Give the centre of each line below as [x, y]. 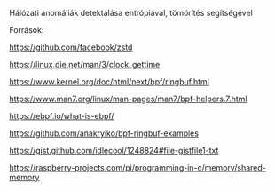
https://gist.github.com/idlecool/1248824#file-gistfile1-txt [114, 151]
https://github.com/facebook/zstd [71, 47]
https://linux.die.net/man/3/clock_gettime [85, 64]
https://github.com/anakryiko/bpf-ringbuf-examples [104, 133]
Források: [27, 30]
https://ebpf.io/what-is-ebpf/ [62, 116]
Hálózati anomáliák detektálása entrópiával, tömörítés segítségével [131, 13]
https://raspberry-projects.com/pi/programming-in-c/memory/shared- [137, 167]
